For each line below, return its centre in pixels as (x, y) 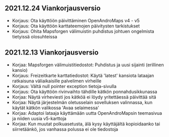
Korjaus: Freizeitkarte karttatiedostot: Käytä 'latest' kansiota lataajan (83, 75)
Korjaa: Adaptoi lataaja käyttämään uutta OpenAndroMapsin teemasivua (87, 113)
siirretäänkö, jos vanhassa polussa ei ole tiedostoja (65, 129)
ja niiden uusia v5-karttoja (39, 118)
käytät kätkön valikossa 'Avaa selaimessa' (55, 108)
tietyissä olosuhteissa (35, 36)
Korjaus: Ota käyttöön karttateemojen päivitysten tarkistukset (76, 26)
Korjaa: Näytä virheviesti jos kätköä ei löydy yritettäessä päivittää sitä (84, 97)
